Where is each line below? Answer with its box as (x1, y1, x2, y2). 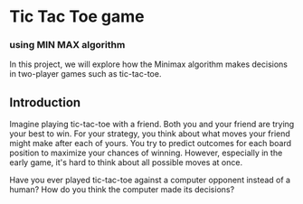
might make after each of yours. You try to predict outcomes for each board (9, 138, 292, 149)
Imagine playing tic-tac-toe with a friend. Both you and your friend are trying (9, 119, 295, 130)
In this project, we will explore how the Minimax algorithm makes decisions (9, 59, 288, 70)
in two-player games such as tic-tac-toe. (9, 69, 162, 79)
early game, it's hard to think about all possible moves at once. (9, 157, 242, 168)
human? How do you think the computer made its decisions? (9, 184, 235, 195)
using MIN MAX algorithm (9, 39, 126, 51)
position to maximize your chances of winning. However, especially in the (9, 147, 283, 159)
